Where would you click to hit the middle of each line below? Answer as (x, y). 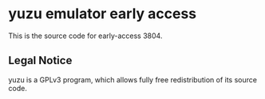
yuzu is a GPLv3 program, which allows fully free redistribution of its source (133, 79)
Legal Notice (40, 61)
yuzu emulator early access (103, 14)
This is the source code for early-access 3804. (85, 36)
